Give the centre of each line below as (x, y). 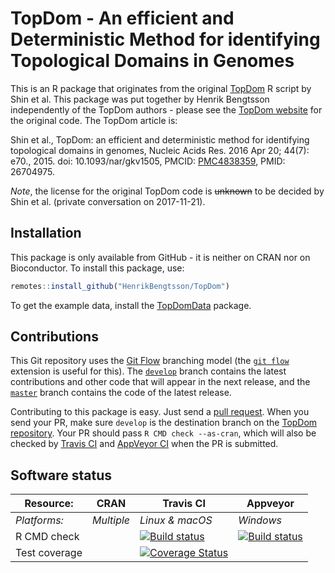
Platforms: (39, 520)
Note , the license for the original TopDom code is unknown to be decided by (167, 191)
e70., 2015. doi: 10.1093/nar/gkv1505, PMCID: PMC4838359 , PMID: (148, 161)
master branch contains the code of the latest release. (121, 393)
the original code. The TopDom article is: (94, 120)
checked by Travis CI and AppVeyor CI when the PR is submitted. (144, 444)
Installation (46, 233)
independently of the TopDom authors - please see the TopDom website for (166, 109)
